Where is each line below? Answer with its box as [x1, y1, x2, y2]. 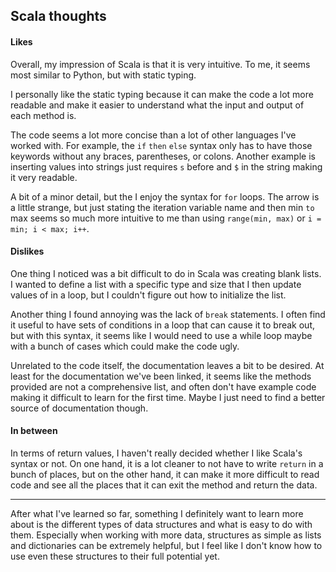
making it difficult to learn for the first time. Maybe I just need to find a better [10, 391, 326, 403]
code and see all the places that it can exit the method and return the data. [10, 479, 318, 491]
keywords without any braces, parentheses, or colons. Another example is [10, 150, 316, 162]
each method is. [10, 109, 77, 121]
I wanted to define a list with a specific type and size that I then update [10, 278, 302, 290]
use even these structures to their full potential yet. [10, 550, 220, 562]
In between [10, 425, 58, 437]
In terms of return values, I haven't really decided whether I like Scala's [10, 447, 303, 459]
